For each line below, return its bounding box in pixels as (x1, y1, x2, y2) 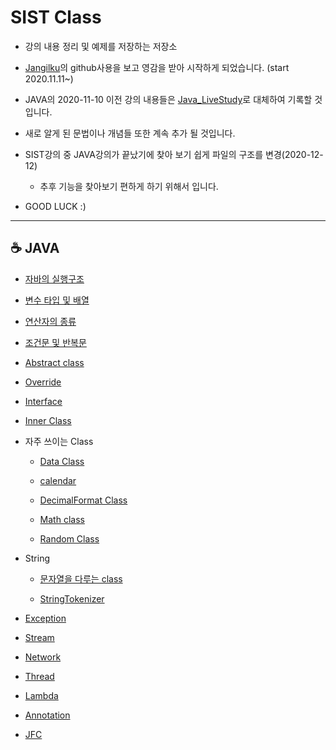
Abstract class (24, 356, 85, 368)
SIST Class (10, 6, 102, 29)
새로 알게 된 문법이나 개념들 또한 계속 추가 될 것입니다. (24, 127, 236, 139)
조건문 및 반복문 (24, 336, 87, 348)
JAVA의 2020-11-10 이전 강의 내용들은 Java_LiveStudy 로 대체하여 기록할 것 (24, 93, 323, 105)
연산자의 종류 (24, 315, 77, 327)
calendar (39, 474, 77, 486)
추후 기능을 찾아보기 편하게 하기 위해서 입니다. (39, 180, 219, 192)
